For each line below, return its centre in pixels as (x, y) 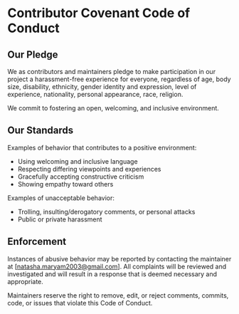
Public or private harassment (60, 219)
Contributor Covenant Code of (99, 13)
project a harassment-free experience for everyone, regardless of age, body (119, 79)
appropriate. (26, 281)
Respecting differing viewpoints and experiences (89, 169)
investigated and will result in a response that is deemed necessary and (112, 274)
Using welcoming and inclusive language (78, 161)
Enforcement (37, 242)
